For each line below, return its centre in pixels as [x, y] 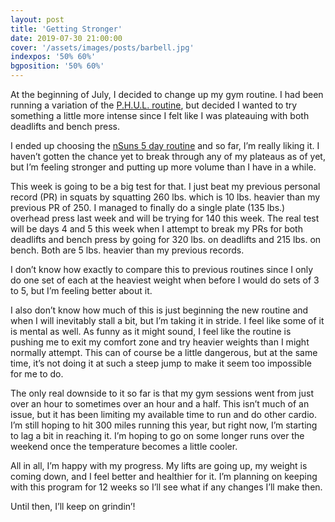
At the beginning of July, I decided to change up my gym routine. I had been [167, 94]
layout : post [37, 19]
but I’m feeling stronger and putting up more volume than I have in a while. [163, 167]
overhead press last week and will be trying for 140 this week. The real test [165, 218]
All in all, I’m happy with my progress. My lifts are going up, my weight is [159, 465]
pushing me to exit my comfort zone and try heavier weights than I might [160, 342]
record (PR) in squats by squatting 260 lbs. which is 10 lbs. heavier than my [165, 197]
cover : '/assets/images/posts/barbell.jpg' [102, 47]
